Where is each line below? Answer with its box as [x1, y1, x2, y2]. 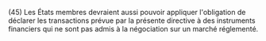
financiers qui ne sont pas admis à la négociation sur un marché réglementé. [8, 24, 259, 33]
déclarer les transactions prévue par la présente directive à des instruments [8, 16, 256, 25]
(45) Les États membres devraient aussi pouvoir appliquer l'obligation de [8, 8, 246, 17]
